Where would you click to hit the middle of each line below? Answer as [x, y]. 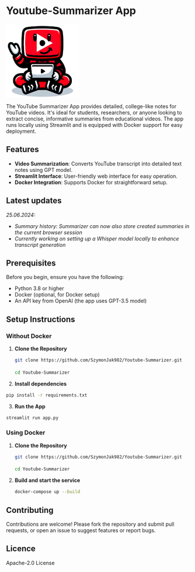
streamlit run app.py [32, 418]
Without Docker [29, 336]
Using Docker [26, 433]
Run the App [30, 406]
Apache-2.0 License [30, 563]
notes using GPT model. [43, 170]
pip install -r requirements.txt [47, 395]
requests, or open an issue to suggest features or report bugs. [81, 530]
